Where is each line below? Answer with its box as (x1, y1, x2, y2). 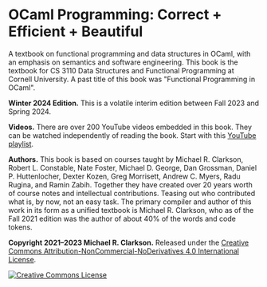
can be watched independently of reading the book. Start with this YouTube (8, 130, 257, 140)
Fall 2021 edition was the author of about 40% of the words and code (8, 214, 237, 223)
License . (8, 254, 37, 264)
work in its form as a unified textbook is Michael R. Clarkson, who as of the (8, 205, 254, 214)
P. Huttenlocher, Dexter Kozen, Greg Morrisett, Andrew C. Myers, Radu (8, 171, 241, 181)
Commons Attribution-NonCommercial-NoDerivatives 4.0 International (8, 246, 239, 256)
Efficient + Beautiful (8, 22, 143, 41)
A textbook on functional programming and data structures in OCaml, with (8, 49, 251, 58)
